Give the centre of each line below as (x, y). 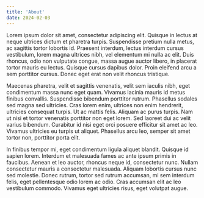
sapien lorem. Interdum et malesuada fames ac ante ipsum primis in (91, 155)
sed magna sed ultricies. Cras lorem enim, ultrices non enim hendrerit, (95, 105)
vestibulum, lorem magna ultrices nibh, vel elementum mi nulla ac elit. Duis (100, 54)
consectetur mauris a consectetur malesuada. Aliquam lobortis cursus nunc (101, 169)
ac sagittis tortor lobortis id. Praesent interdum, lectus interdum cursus (95, 48)
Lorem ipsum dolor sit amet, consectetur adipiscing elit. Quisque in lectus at (102, 35)
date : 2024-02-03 (28, 18)
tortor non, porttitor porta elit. (43, 137)
